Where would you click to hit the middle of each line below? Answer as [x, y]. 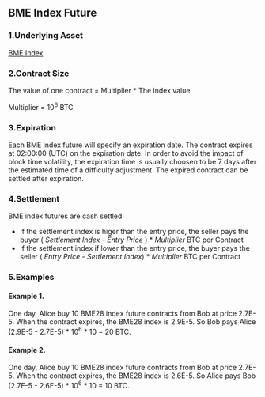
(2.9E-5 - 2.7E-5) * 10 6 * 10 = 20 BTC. [70, 331]
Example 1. [26, 296]
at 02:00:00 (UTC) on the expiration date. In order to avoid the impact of [126, 153]
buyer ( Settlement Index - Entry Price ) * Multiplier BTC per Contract [131, 240]
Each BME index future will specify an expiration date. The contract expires [131, 145]
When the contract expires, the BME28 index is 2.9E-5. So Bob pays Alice [136, 322]
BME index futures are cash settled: [66, 216]
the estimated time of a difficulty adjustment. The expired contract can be [128, 170]
